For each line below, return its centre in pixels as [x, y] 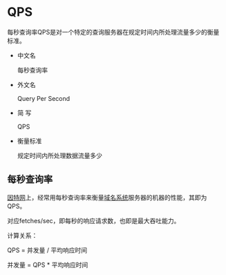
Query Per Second [44, 98]
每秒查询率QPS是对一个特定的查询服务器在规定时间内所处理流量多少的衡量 [113, 32]
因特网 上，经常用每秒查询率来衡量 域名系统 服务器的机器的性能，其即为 [107, 197]
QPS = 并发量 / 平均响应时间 [47, 250]
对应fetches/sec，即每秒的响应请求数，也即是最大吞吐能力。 [94, 220]
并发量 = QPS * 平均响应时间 [48, 265]
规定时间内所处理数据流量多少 [59, 155]
